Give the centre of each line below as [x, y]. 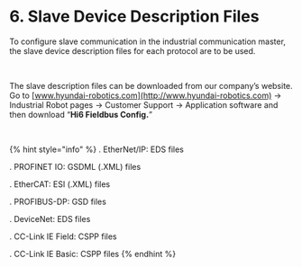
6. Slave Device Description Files [134, 17]
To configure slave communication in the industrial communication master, [148, 41]
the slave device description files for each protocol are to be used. [133, 50]
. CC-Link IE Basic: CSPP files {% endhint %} [93, 254]
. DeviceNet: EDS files [50, 218]
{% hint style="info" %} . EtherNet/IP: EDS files [97, 149]
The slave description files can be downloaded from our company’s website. [151, 85]
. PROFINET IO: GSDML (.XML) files [75, 166]
